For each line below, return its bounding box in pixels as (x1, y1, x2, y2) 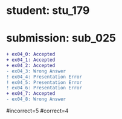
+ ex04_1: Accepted (6, 57, 56, 63)
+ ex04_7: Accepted (6, 91, 56, 97)
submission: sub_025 (6, 31, 117, 45)
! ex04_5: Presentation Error (6, 79, 83, 85)
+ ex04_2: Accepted (6, 62, 56, 68)
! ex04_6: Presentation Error (6, 85, 83, 91)
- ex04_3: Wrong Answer (6, 68, 66, 74)
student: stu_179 (6, 4, 90, 18)
